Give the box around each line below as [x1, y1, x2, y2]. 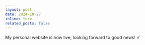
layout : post [5, 7, 32, 12]
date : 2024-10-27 [5, 12, 41, 17]
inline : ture [5, 16, 32, 21]
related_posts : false [5, 21, 50, 26]
